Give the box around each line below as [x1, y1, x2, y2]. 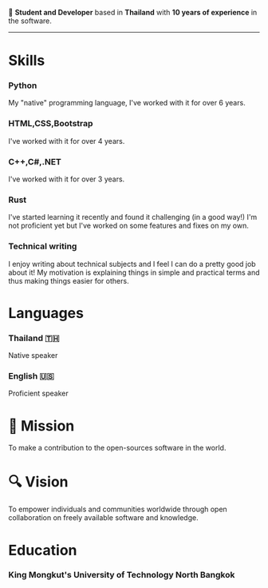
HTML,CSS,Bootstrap [8, 118, 93, 129]
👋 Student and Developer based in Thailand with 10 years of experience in [8, 8, 258, 17]
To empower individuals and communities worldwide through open [8, 504, 227, 514]
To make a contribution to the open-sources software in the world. [8, 443, 227, 453]
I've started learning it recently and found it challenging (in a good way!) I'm [8, 213, 258, 222]
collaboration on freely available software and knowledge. [8, 513, 199, 522]
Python [8, 80, 37, 91]
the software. [8, 16, 52, 26]
